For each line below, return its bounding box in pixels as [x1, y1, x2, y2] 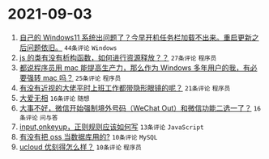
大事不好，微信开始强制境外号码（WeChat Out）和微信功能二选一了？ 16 [19, 103, 261, 113]
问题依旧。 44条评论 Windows [26, 42, 117, 52]
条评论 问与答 [19, 114, 58, 122]
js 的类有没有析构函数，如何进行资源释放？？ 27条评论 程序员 [19, 52, 217, 62]
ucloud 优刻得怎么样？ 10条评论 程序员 [19, 142, 143, 152]
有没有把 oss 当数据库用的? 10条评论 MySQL [19, 132, 158, 141]
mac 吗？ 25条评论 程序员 [42, 73, 122, 82]
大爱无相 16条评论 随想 [19, 93, 90, 103]
